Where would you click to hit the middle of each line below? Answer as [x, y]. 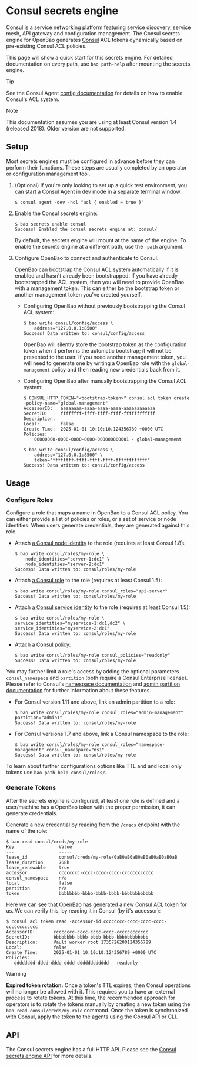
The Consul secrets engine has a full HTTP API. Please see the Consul [91, 1049]
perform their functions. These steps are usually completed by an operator [96, 167]
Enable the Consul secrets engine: [56, 213]
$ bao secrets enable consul [50, 224]
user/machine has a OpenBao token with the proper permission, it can [91, 807]
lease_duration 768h [38, 862]
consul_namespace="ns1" [75, 750]
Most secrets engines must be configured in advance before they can [91, 161]
